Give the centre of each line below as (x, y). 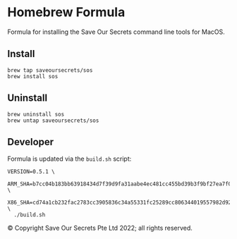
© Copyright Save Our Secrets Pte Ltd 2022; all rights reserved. (100, 228)
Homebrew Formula (66, 12)
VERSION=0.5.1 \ (31, 172)
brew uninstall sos (36, 114)
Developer (31, 142)
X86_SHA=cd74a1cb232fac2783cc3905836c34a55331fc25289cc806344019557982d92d (121, 203)
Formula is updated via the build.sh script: (69, 159)
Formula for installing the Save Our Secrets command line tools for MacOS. (116, 32)
